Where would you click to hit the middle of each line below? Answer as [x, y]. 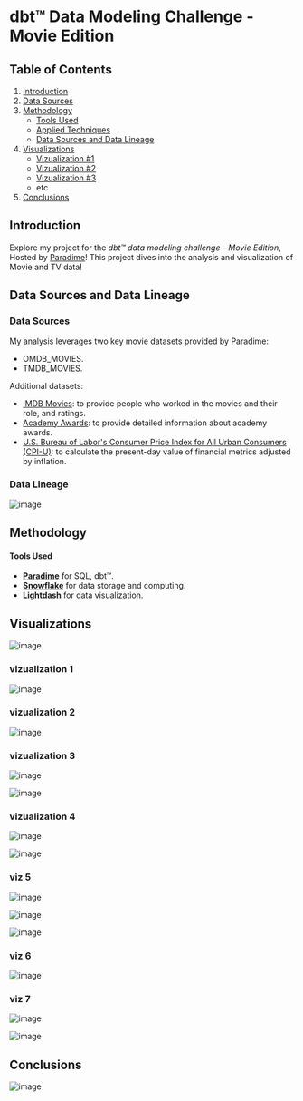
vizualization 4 [43, 816]
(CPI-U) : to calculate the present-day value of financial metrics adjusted [156, 452]
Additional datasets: [47, 385]
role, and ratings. [54, 413]
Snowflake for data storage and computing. [104, 586]
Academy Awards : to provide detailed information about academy [145, 423]
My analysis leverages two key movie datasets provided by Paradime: [139, 341]
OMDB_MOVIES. [53, 358]
